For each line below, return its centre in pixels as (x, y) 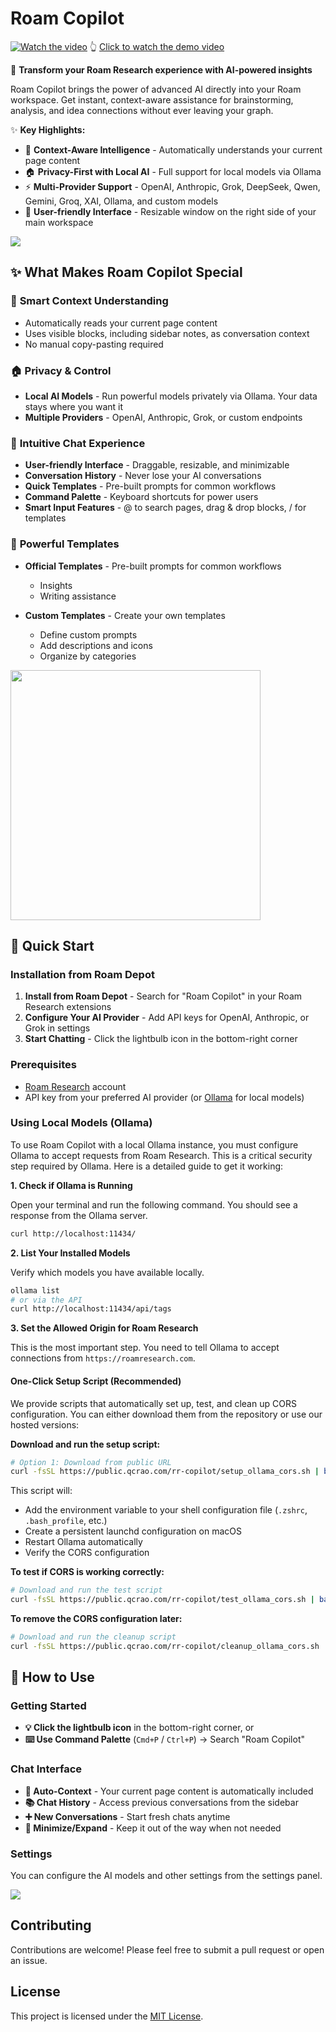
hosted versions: (45, 1424)
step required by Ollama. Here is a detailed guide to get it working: (147, 1166)
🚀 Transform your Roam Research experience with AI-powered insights (161, 69)
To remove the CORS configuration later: (96, 1618)
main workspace (59, 222)
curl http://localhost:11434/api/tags (91, 1309)
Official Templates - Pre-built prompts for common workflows (153, 566)
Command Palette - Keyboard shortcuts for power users (141, 497)
